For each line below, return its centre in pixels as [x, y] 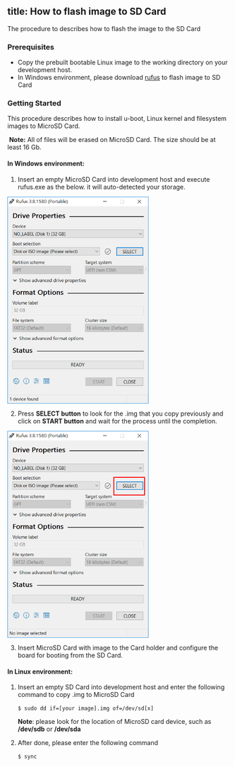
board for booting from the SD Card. [70, 655]
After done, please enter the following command [88, 743]
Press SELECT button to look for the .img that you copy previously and [120, 414]
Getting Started [34, 103]
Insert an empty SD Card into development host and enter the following [121, 687]
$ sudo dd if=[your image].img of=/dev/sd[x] [85, 709]
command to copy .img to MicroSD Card [76, 695]
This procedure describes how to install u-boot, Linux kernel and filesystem [117, 119]
